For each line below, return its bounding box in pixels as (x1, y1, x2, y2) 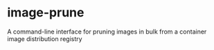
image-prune (7, 5, 84, 21)
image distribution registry (7, 34, 82, 42)
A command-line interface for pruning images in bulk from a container (7, 27, 207, 36)
